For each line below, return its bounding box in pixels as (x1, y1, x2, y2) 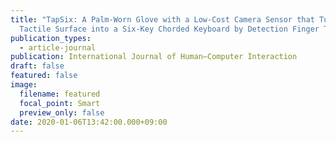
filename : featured (19, 89, 101, 99)
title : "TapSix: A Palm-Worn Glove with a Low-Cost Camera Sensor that (10, 14, 315, 25)
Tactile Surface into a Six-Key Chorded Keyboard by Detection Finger (19, 24, 320, 34)
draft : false (10, 61, 65, 71)
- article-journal (19, 42, 97, 53)
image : (10, 80, 38, 90)
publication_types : (10, 33, 92, 43)
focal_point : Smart (19, 98, 101, 108)
